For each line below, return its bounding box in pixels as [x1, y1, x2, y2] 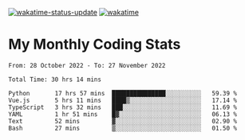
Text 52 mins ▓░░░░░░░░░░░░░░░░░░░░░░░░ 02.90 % [8, 117, 238, 125]
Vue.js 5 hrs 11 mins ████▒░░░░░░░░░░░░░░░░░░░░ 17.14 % [8, 96, 238, 104]
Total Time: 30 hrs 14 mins [8, 76, 102, 84]
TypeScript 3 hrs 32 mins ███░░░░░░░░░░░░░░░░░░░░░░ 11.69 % [8, 103, 238, 111]
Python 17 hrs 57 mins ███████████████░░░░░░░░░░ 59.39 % [8, 89, 238, 97]
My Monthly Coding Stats [8, 36, 181, 53]
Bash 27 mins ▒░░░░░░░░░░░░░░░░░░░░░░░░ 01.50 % [8, 124, 238, 132]
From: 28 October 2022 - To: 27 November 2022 [8, 61, 166, 69]
